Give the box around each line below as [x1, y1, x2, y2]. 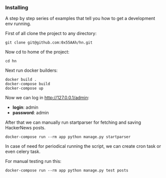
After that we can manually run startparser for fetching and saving [5, 119, 141, 125]
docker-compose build [5, 82, 50, 87]
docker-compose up [5, 86, 43, 91]
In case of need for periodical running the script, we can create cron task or [5, 143, 161, 149]
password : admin [12, 110, 49, 116]
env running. [5, 21, 31, 27]
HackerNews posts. [5, 125, 46, 131]
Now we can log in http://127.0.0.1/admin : [5, 95, 89, 101]
